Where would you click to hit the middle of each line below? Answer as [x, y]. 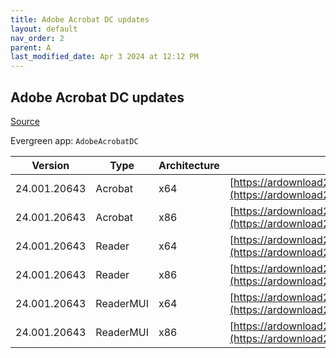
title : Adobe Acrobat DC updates [80, 19]
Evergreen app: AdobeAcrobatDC [74, 140]
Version [50, 165]
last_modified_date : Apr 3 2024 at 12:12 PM [104, 57]
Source [25, 121]
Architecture [189, 165]
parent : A [31, 47]
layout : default [44, 29]
